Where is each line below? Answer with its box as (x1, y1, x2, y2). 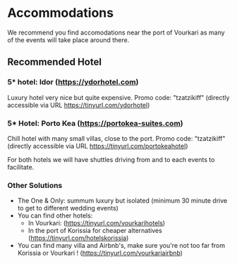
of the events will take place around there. (7, 35, 130, 44)
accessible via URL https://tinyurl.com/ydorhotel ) (7, 101, 150, 109)
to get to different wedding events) (17, 204, 119, 213)
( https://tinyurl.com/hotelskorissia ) (28, 234, 129, 242)
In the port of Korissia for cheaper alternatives (28, 227, 162, 235)
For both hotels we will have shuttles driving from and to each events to (7, 155, 215, 163)
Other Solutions (7, 180, 63, 190)
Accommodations (7, 5, 114, 21)
